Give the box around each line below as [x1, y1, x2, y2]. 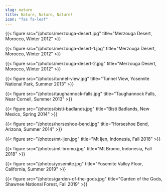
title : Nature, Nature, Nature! [5, 12, 73, 17]
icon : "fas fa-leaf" [5, 17, 49, 22]
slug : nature [5, 7, 33, 13]
